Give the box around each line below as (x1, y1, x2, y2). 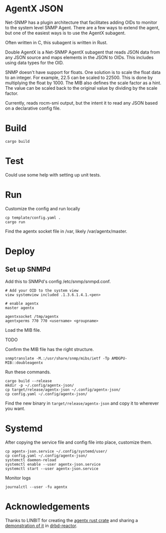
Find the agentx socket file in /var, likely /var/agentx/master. (5, 228, 127, 234)
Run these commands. (5, 369, 51, 375)
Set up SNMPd (5, 265, 51, 274)
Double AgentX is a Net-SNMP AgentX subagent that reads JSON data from (5, 49, 160, 55)
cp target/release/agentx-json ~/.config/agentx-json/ (5, 387, 121, 392)
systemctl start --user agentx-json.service (5, 466, 99, 471)
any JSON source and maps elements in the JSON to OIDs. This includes (5, 54, 154, 60)
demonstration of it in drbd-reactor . (5, 523, 78, 529)
